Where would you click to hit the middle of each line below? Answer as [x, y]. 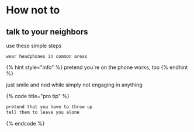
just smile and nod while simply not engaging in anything [74, 85]
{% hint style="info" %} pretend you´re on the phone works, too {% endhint [97, 67]
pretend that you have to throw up [49, 107]
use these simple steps [34, 46]
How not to [33, 10]
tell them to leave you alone [43, 112]
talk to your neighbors [47, 32]
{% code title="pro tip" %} [38, 96]
